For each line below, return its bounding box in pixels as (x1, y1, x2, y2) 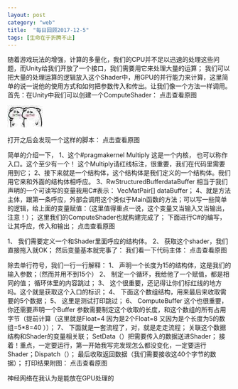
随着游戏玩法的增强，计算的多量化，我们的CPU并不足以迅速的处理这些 (7, 55, 214, 64)
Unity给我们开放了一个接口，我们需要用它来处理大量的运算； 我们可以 (26, 64, 230, 73)
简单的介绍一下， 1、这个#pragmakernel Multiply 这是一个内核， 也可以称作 (7, 151, 228, 159)
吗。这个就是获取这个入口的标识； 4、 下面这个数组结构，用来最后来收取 (7, 288, 220, 297)
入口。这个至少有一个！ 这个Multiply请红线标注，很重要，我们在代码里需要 (7, 160, 226, 169)
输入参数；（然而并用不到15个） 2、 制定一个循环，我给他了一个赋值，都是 (7, 270, 224, 279)
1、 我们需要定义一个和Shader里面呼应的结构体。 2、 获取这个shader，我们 (7, 237, 229, 245)
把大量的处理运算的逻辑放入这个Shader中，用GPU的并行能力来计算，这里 (7, 73, 222, 82)
